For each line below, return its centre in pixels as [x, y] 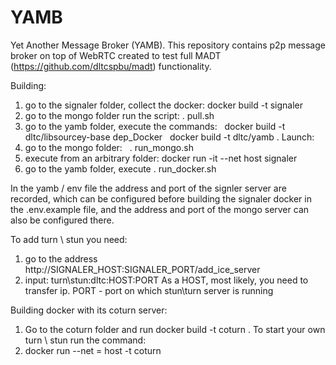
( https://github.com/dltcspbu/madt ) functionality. [111, 66]
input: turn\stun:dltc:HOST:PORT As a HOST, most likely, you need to [166, 280]
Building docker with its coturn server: [89, 310]
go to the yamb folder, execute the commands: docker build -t [155, 126]
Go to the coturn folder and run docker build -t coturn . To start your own [175, 329]
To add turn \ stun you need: [69, 239]
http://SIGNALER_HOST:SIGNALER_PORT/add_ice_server [142, 269]
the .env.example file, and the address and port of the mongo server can [160, 209]
